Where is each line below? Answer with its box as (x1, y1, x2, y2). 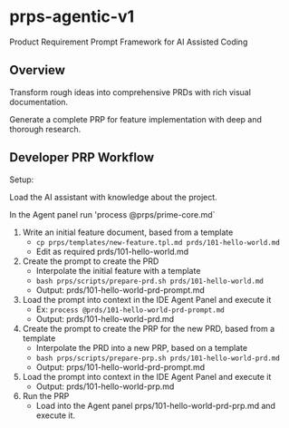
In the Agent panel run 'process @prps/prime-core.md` (9, 209, 216, 219)
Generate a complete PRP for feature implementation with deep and (9, 113, 263, 124)
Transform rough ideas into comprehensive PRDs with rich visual (9, 86, 252, 97)
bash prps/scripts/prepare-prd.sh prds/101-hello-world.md (35, 277, 265, 286)
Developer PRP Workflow (9, 150, 155, 165)
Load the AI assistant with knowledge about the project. (9, 191, 217, 202)
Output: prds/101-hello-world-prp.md (35, 381, 175, 392)
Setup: (9, 174, 34, 185)
